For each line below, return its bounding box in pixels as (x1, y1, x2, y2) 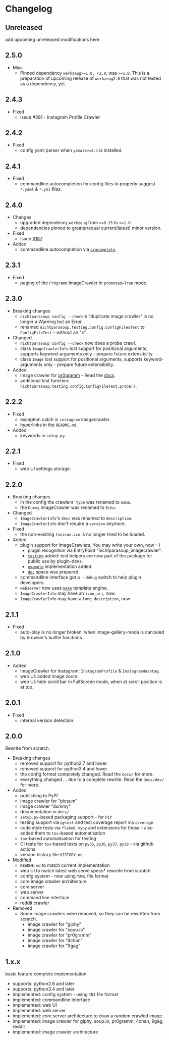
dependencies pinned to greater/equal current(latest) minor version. (20, 225, 162, 231)
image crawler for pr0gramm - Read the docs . (20, 372, 116, 378)
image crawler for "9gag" (27, 943, 81, 949)
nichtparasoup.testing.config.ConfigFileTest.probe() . (20, 383, 137, 389)
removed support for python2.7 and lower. (20, 760, 108, 766)
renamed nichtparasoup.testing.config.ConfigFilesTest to (20, 324, 145, 330)
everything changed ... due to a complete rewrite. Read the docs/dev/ (20, 776, 164, 783)
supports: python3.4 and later (12, 986, 75, 992)
